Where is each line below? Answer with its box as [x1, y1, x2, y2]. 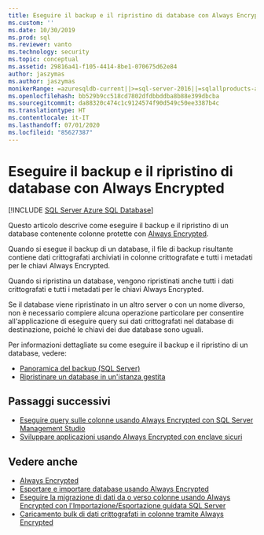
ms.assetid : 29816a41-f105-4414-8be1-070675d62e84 [8, 63, 178, 71]
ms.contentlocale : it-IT [8, 114, 90, 122]
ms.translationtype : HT [8, 107, 86, 115]
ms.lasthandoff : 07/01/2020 [8, 121, 101, 129]
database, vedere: [8, 348, 67, 358]
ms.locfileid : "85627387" [8, 128, 93, 136]
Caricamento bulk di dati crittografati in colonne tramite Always [19, 509, 224, 519]
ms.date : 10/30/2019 [8, 26, 76, 34]
